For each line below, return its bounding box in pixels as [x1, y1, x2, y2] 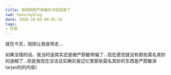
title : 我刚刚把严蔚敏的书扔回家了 [5, 7, 71, 13]
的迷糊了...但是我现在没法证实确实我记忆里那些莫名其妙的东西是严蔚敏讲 [5, 58, 157, 64]
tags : [5, 21, 17, 27]
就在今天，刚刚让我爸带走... [5, 41, 63, 47]
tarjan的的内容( [5, 64, 37, 70]
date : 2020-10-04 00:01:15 [5, 17, 63, 22]
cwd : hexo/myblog [5, 12, 42, 17]
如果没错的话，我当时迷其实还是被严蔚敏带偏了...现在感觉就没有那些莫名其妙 [5, 52, 166, 58]
